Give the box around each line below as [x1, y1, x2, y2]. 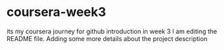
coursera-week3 [6, 4, 107, 20]
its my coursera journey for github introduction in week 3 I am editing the [6, 27, 218, 35]
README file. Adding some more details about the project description [6, 34, 208, 42]
